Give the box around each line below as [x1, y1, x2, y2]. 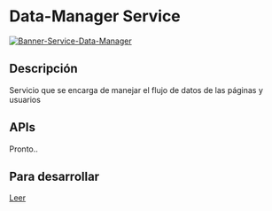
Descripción [9, 61, 78, 76]
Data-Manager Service [9, 6, 182, 27]
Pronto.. [9, 144, 38, 154]
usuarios [9, 94, 42, 105]
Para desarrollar [9, 168, 100, 184]
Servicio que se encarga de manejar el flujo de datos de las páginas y [9, 84, 264, 95]
